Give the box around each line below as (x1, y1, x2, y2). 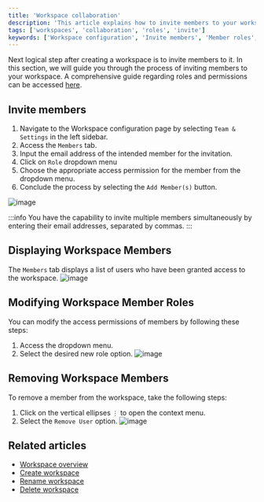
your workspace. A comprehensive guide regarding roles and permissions (8, 72, 247, 81)
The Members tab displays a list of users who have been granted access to (8, 264, 246, 274)
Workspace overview (19, 460, 89, 469)
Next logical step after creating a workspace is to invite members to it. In (8, 55, 243, 65)
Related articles (8, 438, 86, 452)
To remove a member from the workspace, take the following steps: (8, 393, 228, 402)
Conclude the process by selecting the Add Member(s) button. (19, 183, 218, 192)
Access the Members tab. (19, 141, 97, 150)
